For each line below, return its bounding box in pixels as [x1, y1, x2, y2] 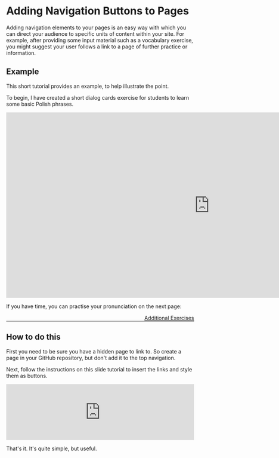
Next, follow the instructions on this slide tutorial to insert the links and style [6, 365, 193, 373]
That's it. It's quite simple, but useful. [6, 445, 97, 452]
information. [6, 49, 36, 56]
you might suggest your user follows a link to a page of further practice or [6, 43, 188, 50]
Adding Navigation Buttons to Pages [6, 4, 190, 18]
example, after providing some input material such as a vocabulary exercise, [6, 36, 194, 44]
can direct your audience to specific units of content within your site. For [6, 30, 185, 37]
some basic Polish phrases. [6, 100, 74, 107]
